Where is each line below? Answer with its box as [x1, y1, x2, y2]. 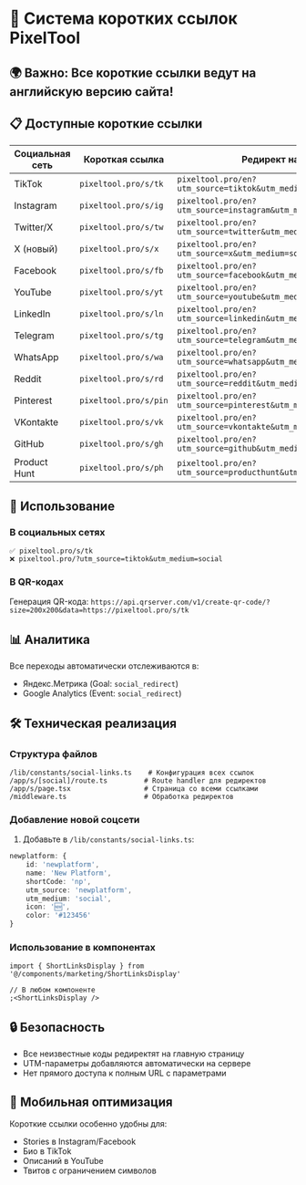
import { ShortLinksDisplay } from [9, 962, 145, 971]
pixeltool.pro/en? [177, 239, 257, 250]
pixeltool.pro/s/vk [78, 417, 164, 428]
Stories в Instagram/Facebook [22, 1136, 137, 1147]
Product [14, 456, 48, 469]
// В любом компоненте [9, 985, 96, 995]
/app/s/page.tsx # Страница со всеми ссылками [9, 784, 259, 793]
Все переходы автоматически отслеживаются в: [9, 660, 199, 671]
